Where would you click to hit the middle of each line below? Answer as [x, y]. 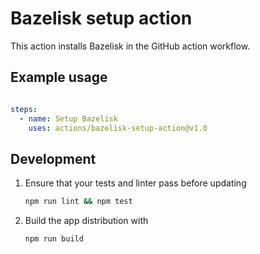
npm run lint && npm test [78, 202]
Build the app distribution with [86, 221]
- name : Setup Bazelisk [68, 118]
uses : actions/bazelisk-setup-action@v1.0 [118, 128]
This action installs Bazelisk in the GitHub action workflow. [130, 46]
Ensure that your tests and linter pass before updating [135, 183]
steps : [24, 109]
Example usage [59, 77]
